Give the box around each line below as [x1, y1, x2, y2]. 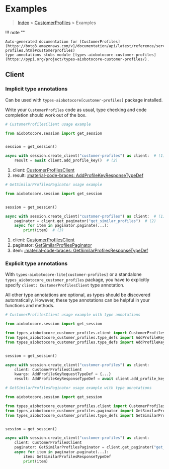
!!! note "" [5, 29, 25, 35]
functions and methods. [5, 303, 55, 309]
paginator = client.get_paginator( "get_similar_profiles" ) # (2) [14, 218, 156, 224]
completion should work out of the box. [5, 112, 87, 118]
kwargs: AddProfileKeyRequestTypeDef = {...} [14, 371, 112, 377]
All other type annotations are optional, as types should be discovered [5, 292, 151, 298]
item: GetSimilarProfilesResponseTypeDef [23, 454, 112, 459]
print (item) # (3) [23, 228, 64, 233]
